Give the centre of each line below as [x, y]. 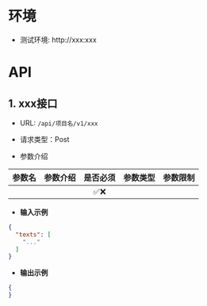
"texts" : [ [33, 235]
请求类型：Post [44, 139]
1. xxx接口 [33, 103]
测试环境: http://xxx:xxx [58, 40]
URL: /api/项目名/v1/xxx [59, 123]
